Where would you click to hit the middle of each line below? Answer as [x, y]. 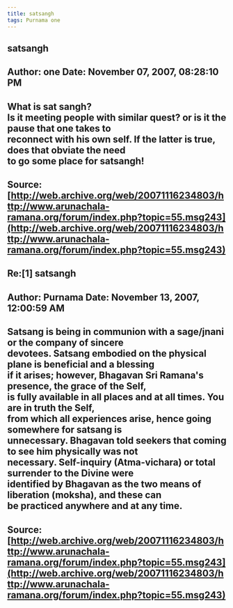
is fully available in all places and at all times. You [116, 397]
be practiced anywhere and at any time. [95, 506]
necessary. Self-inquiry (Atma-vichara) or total [111, 463]
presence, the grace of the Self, [77, 386]
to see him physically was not [73, 452]
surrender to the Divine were [71, 473]
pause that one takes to [59, 128]
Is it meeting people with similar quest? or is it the [117, 117]
